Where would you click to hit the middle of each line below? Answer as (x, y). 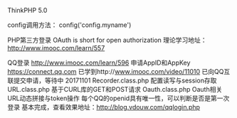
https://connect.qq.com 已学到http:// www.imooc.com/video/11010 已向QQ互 (119, 71)
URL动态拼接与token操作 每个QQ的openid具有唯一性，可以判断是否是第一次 (118, 98)
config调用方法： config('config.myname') (69, 25)
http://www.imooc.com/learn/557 (56, 48)
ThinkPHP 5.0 (27, 10)
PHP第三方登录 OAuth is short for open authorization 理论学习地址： (107, 40)
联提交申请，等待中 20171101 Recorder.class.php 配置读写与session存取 (112, 80)
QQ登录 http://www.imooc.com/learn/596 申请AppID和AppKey (99, 63)
